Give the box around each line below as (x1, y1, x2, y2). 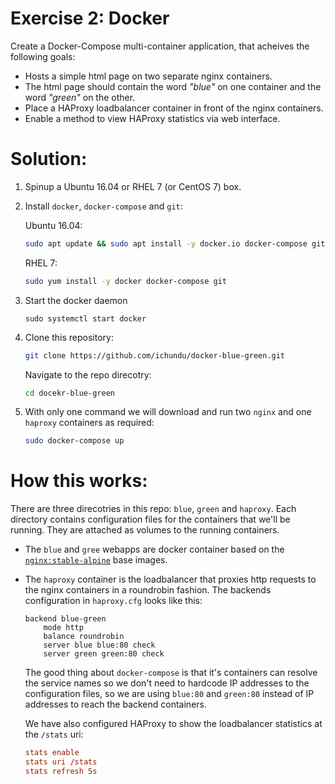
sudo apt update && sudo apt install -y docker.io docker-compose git (24, 238, 326, 249)
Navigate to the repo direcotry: (24, 368, 152, 381)
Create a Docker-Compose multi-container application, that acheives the (10, 40, 310, 52)
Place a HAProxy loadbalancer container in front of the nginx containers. (24, 102, 324, 114)
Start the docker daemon (24, 294, 128, 306)
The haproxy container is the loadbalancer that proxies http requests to (24, 573, 317, 586)
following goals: (10, 50, 76, 62)
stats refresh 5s (24, 766, 98, 776)
